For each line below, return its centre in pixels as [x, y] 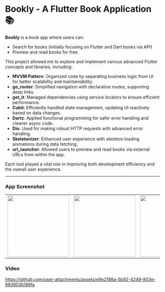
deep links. [23, 92]
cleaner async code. [33, 123]
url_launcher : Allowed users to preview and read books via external [81, 149]
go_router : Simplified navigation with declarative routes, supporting [81, 86]
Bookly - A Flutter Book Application [78, 9]
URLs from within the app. [39, 154]
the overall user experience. [33, 169]
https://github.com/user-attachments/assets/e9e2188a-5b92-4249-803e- [81, 279]
